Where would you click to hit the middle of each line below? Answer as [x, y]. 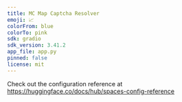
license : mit [26, 64]
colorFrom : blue [30, 26]
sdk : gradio [24, 39]
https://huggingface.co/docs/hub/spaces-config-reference [91, 91]
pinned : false [27, 58]
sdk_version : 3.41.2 [37, 45]
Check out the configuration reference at [65, 84]
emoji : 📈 [21, 20]
